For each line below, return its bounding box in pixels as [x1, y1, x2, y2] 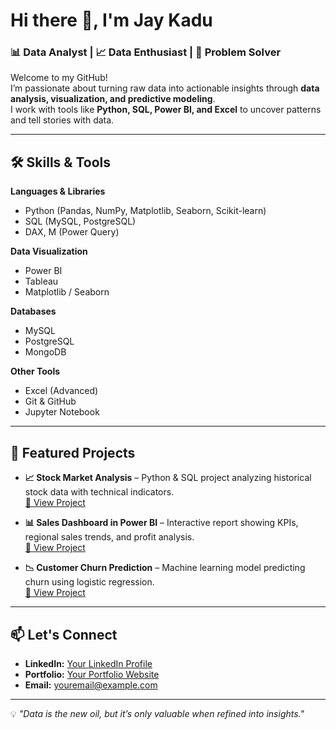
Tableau [24, 275, 59, 288]
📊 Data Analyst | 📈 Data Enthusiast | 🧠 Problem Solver [10, 45, 282, 59]
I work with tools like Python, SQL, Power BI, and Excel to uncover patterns [10, 104, 322, 116]
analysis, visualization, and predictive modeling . [10, 93, 216, 105]
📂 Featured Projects [10, 444, 136, 461]
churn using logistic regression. [24, 576, 155, 588]
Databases [10, 305, 57, 318]
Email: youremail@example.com [24, 679, 158, 691]
